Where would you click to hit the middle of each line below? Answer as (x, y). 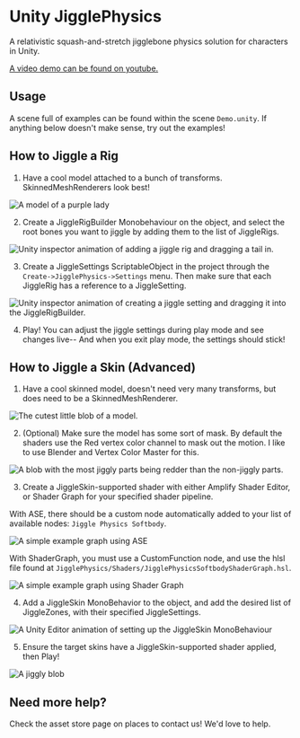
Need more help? (58, 702)
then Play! (41, 656)
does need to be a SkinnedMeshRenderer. (100, 399)
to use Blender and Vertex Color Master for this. (110, 452)
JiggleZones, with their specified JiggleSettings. (111, 612)
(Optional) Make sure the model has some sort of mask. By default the (152, 434)
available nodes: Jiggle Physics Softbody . (88, 523)
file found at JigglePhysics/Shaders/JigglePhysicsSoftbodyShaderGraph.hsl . (150, 568)
